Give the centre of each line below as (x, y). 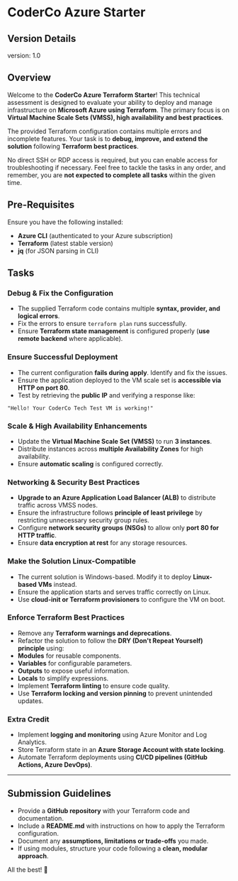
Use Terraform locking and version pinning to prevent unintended (115, 693)
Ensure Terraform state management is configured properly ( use (114, 331)
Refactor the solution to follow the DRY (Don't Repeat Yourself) (110, 640)
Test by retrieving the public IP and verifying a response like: (106, 395)
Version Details (42, 39)
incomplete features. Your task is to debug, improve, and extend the (108, 138)
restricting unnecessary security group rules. (84, 520)
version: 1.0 (24, 55)
